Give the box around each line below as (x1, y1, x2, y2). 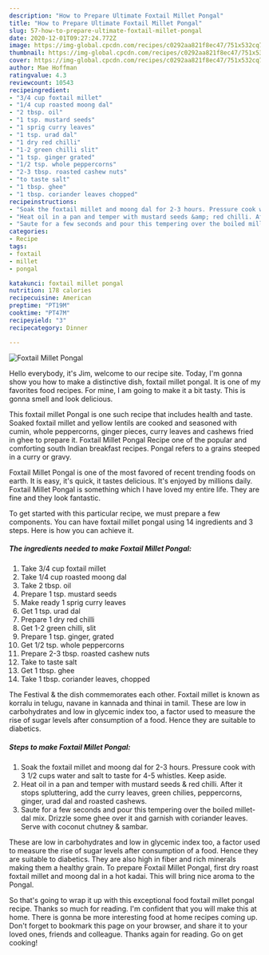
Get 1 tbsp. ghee (20, 666, 75, 676)
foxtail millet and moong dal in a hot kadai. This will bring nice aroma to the (9, 872, 255, 881)
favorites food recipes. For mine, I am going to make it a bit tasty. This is (9, 385, 246, 395)
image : (9, 42, 31, 50)
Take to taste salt (20, 657, 77, 667)
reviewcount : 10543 (9, 78, 74, 86)
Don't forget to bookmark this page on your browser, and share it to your (9, 921, 248, 931)
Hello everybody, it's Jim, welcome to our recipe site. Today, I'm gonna (9, 368, 243, 378)
